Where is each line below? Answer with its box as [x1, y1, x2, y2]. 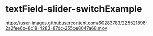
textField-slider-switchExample [5, 3, 142, 15]
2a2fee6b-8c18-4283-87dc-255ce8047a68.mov [5, 25, 107, 31]
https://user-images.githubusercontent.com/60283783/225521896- [5, 20, 148, 26]
